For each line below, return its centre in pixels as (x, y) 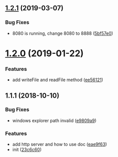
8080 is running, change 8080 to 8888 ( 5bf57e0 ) (62, 33)
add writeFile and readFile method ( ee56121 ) (58, 80)
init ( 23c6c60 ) (27, 150)
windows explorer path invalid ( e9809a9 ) (54, 120)
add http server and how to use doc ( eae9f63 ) (60, 145)
